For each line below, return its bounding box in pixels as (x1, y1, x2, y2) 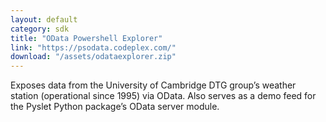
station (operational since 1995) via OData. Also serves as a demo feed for (10, 90, 317, 102)
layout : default (10, 14, 78, 25)
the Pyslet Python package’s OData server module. (10, 101, 220, 113)
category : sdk (10, 24, 70, 34)
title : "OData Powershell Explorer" (10, 33, 163, 43)
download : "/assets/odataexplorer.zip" (10, 52, 177, 62)
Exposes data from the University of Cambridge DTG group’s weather (10, 79, 297, 91)
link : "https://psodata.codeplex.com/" (10, 42, 177, 53)
